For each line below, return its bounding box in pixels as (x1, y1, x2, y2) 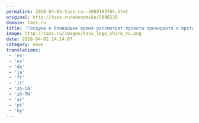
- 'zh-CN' (8, 86, 33, 92)
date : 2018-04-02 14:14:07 (6, 36, 73, 42)
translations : (6, 47, 41, 53)
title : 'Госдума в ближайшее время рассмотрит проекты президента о (6, 25, 179, 31)
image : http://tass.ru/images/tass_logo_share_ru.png (6, 31, 142, 37)
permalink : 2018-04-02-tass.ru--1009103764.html (6, 8, 129, 15)
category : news (6, 42, 44, 48)
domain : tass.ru (6, 20, 46, 25)
